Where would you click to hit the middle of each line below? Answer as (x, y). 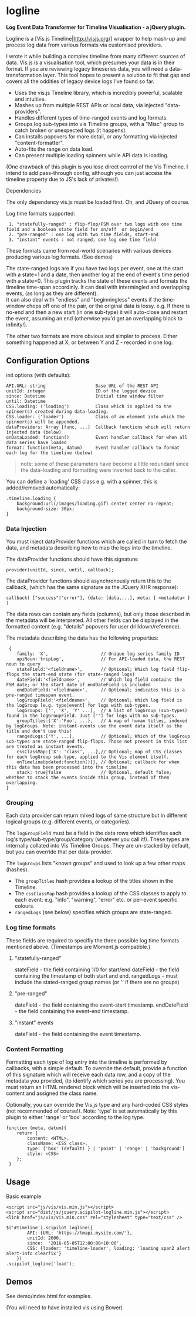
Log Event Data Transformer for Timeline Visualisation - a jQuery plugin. (96, 27)
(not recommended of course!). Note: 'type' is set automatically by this (92, 1111)
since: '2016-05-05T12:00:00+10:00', (75, 1243)
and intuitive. (30, 99)
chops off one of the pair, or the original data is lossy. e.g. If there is (108, 306)
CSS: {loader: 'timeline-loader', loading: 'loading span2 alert (109, 1248)
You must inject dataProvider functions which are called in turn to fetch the (97, 542)
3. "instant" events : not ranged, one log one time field (82, 240)
